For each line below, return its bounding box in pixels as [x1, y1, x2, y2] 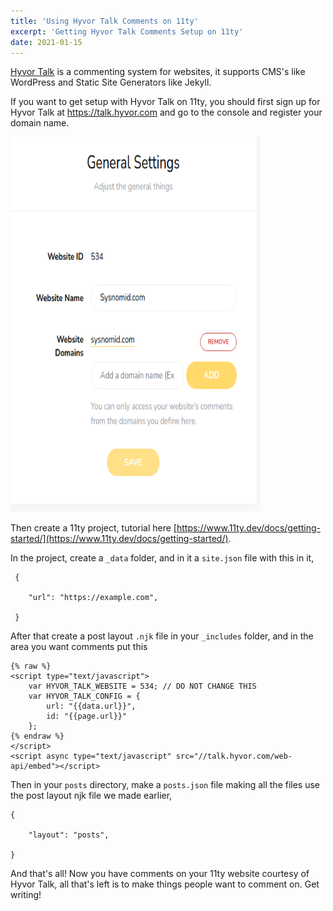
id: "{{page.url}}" [46, 711, 128, 722]
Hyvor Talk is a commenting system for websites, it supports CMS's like [10, 66, 306, 78]
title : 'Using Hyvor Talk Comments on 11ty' [10, 16, 199, 26]
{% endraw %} [10, 731, 65, 742]
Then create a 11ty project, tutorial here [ [10, 522, 177, 534]
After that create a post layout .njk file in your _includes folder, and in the [10, 630, 314, 642]
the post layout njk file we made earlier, [10, 790, 173, 802]
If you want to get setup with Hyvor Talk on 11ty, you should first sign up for [10, 96, 321, 108]
